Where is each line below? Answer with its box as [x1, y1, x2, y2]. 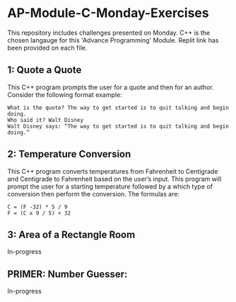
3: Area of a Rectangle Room [7, 228, 136, 240]
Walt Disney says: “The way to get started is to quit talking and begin [7, 123, 230, 130]
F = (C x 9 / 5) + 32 [7, 209, 71, 217]
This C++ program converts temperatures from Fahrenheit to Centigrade [7, 167, 218, 175]
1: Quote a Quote [7, 64, 82, 76]
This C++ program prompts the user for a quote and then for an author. [7, 83, 214, 91]
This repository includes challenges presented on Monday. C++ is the [7, 28, 211, 37]
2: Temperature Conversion [7, 148, 131, 160]
